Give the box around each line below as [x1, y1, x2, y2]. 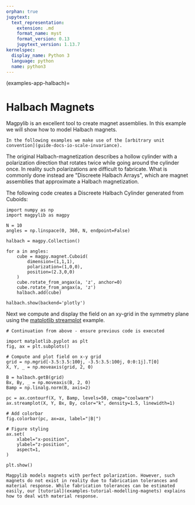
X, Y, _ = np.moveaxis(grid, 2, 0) [6, 364, 94, 370]
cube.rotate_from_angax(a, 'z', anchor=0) [16, 280, 123, 286]
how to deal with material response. [6, 493, 99, 499]
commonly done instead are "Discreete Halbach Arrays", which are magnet [6, 172, 189, 179]
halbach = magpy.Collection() [6, 238, 81, 244]
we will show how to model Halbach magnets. [6, 126, 117, 133]
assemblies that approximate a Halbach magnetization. [6, 178, 140, 185]
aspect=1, [16, 447, 41, 453]
